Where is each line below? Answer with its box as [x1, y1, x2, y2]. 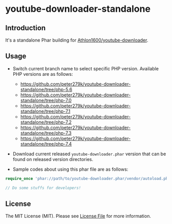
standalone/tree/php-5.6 [20, 86, 73, 92]
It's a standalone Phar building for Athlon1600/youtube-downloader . [5, 37, 148, 43]
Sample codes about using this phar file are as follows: [12, 166, 128, 172]
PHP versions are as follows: [12, 71, 73, 77]
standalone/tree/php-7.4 [20, 140, 72, 147]
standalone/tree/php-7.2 [20, 119, 72, 125]
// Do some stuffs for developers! [5, 185, 81, 190]
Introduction [5, 24, 46, 32]
